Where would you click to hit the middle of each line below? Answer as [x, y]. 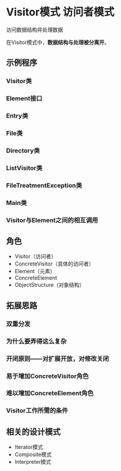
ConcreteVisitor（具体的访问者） [54, 264]
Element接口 [24, 98]
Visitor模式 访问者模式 [60, 12]
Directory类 [23, 150]
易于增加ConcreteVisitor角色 [48, 376]
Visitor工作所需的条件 [37, 411]
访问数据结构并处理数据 [35, 30]
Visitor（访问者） [35, 257]
